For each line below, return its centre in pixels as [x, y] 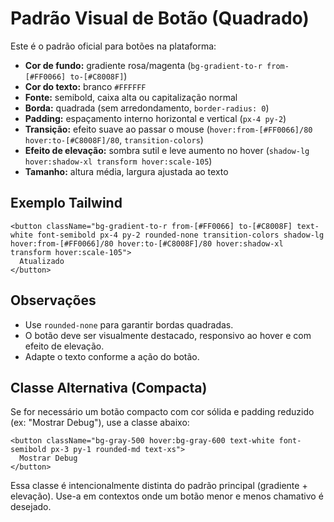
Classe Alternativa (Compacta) [109, 387]
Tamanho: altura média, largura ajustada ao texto [126, 171]
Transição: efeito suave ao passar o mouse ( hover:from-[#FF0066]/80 [168, 129]
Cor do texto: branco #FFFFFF [85, 86]
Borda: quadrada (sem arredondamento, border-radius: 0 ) [147, 108]
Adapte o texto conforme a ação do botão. [112, 356]
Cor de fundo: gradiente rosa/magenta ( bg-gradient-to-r [143, 65]
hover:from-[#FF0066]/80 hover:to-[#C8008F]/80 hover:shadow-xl [147, 243]
